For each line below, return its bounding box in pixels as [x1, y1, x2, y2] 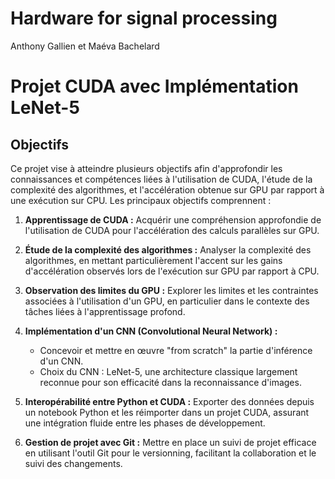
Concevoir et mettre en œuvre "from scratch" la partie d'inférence [39, 344, 313, 356]
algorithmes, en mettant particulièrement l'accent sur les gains [24, 254, 283, 266]
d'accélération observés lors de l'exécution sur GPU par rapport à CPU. [24, 265, 320, 277]
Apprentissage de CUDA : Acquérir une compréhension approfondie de [24, 213, 322, 226]
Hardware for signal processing [10, 7, 278, 30]
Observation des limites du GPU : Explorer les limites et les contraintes [24, 284, 319, 296]
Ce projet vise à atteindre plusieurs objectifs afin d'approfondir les [10, 162, 283, 174]
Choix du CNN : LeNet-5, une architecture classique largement [39, 365, 298, 377]
